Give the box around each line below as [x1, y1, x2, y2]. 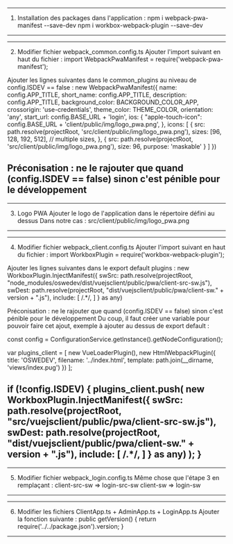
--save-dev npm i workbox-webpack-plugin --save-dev [44, 22, 203, 29]
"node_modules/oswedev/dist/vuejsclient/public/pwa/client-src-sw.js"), [7, 279, 212, 287]
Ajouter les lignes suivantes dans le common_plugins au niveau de [7, 76, 197, 84]
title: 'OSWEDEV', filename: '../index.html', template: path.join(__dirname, [7, 356, 214, 364]
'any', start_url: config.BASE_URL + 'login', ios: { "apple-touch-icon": [7, 113, 202, 121]
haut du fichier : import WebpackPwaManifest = [17, 55, 155, 63]
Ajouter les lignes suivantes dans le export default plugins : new [7, 263, 189, 272]
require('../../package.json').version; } [17, 522, 124, 530]
